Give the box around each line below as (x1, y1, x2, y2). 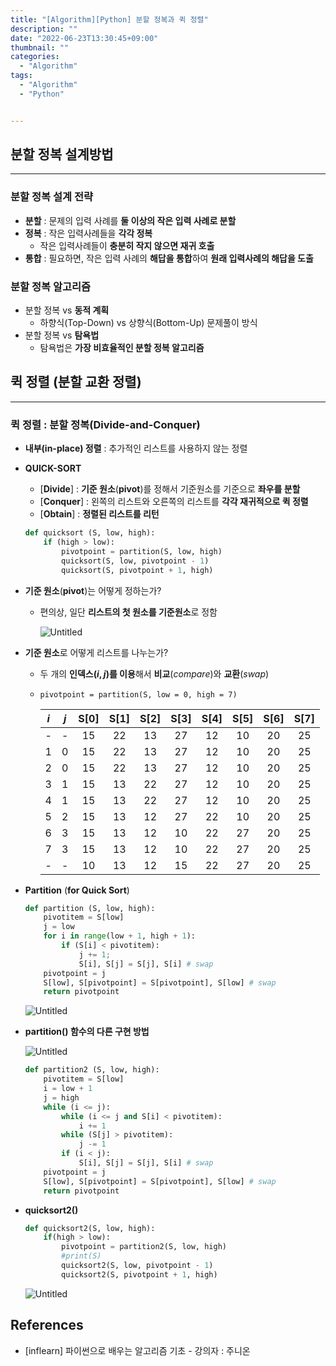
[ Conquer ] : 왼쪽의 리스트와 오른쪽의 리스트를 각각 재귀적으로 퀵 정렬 (39, 496, 309, 508)
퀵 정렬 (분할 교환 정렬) (10, 374, 142, 391)
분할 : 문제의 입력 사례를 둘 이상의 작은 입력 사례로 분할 (24, 214, 237, 226)
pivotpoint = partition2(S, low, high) (61, 1242, 227, 1252)
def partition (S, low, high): (24, 903, 156, 913)
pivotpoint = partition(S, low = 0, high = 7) (39, 689, 238, 700)
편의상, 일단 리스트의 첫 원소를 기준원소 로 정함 (39, 606, 218, 618)
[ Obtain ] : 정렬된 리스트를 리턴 (39, 508, 160, 520)
